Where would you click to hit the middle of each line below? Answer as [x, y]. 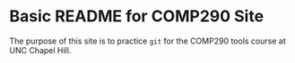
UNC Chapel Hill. [40, 50]
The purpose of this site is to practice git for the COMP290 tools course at [147, 41]
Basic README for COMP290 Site [137, 16]
